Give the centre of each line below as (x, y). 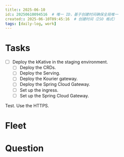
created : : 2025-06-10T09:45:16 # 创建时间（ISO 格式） (61, 19)
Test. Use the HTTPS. (27, 105)
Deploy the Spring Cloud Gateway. (55, 84)
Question (24, 148)
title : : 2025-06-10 (25, 10)
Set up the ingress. (39, 90)
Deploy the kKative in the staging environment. (60, 62)
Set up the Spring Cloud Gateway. (54, 95)
